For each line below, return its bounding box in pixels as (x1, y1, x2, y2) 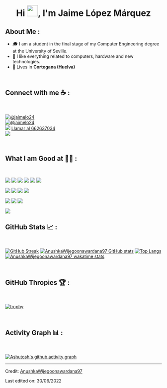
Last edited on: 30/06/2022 (5, 378, 62, 384)
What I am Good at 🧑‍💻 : (5, 155, 78, 163)
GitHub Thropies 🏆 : (5, 278, 70, 287)
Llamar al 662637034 (11, 125, 56, 131)
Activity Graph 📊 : (5, 328, 63, 337)
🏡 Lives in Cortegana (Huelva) (12, 64, 76, 70)
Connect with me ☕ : (5, 89, 70, 97)
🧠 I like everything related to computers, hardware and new (12, 53, 134, 59)
